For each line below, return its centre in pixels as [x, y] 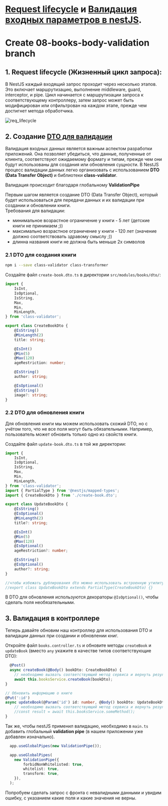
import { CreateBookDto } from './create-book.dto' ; [61, 495]
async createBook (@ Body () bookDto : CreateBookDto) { [66, 670]
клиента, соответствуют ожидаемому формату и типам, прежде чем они [84, 159]
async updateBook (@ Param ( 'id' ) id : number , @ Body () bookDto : [70, 702]
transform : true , [41, 774]
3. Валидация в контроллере [52, 618]
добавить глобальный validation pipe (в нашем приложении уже [74, 731]
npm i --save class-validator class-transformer [57, 265]
